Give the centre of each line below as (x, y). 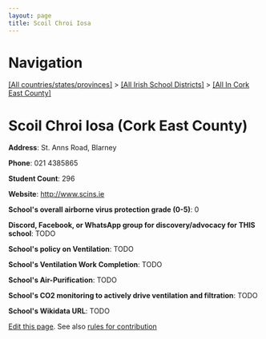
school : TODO (32, 233)
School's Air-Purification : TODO (63, 280)
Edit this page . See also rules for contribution (83, 327)
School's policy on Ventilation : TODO (71, 249)
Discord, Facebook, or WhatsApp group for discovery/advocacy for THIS (132, 225)
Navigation (45, 63)
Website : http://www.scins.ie (56, 194)
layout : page (30, 16)
